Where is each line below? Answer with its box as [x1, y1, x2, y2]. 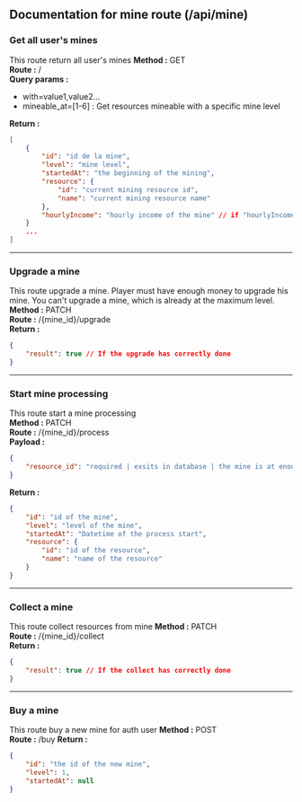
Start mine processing [9, 387, 109, 400]
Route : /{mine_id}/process [9, 427, 110, 438]
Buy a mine [9, 704, 59, 717]
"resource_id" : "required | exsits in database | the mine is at [25, 463, 276, 472]
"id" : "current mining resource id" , [57, 185, 200, 194]
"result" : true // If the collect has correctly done [25, 665, 231, 674]
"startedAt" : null [25, 776, 94, 785]
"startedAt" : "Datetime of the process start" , [25, 529, 207, 538]
